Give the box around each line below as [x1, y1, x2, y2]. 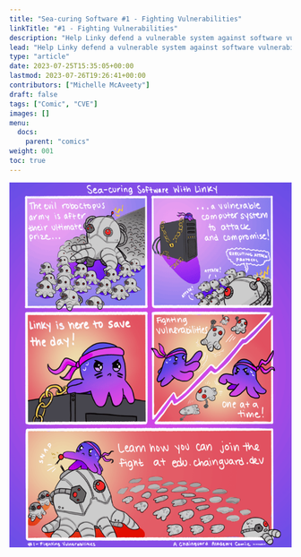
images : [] [9, 108, 50, 118]
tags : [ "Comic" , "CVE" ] [9, 99, 99, 108]
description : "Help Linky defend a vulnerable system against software [9, 33, 282, 42]
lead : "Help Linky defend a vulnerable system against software [9, 43, 254, 52]
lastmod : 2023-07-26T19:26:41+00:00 [9, 72, 146, 81]
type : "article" [9, 52, 70, 62]
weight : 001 [9, 147, 54, 156]
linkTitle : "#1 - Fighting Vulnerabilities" [9, 23, 178, 33]
